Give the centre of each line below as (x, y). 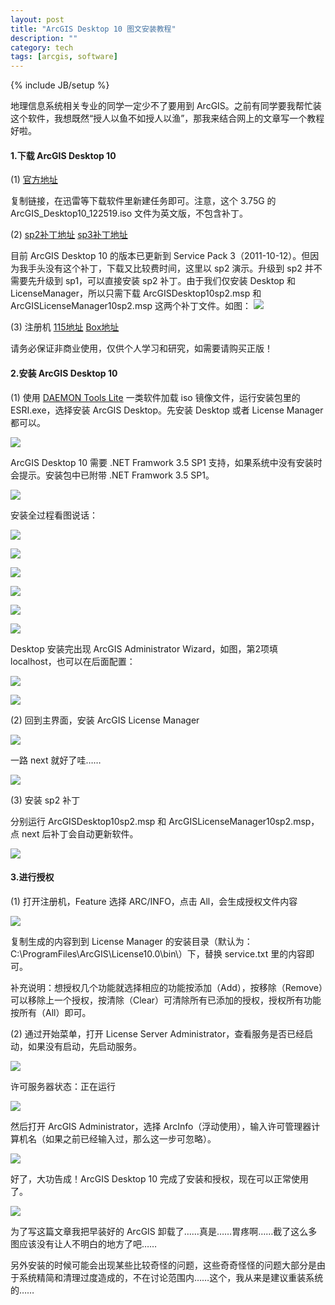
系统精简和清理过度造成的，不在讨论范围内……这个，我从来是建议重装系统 (171, 1277)
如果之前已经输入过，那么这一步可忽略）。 (130, 1138)
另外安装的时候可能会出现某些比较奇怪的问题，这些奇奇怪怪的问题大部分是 (163, 1265)
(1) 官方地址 (34, 180)
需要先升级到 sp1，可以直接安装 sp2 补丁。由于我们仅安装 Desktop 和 (153, 281)
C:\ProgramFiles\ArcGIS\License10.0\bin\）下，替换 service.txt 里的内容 (158, 953)
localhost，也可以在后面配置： (73, 661)
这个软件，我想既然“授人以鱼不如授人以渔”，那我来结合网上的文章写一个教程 (167, 118)
